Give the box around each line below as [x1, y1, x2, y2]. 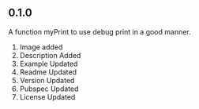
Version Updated [19, 75, 75, 85]
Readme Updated [19, 67, 77, 77]
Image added [19, 42, 63, 52]
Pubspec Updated [19, 84, 79, 93]
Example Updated [19, 59, 78, 68]
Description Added [19, 50, 81, 60]
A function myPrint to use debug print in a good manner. [8, 27, 191, 36]
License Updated [19, 92, 76, 101]
